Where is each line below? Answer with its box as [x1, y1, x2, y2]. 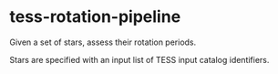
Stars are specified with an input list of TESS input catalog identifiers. [9, 54, 270, 65]
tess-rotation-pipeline [9, 6, 181, 27]
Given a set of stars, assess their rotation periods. [9, 37, 197, 48]
